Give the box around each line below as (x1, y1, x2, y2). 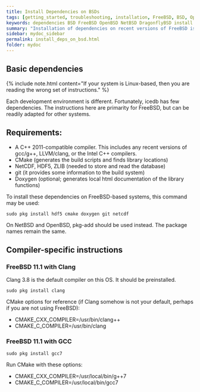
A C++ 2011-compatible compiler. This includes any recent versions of (14, 144, 187, 151)
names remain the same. (6, 228, 67, 235)
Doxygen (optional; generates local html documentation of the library (14, 175, 185, 182)
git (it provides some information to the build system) (14, 169, 145, 176)
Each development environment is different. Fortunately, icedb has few (6, 98, 180, 105)
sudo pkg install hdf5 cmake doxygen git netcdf (6, 211, 129, 217)
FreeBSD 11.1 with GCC (6, 337, 73, 346)
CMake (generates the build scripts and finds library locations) (14, 156, 168, 163)
